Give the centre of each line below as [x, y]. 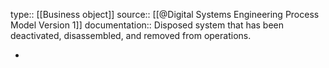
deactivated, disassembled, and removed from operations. [131, 35]
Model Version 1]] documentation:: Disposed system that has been [147, 25]
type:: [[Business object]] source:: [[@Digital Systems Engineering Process [165, 14]
